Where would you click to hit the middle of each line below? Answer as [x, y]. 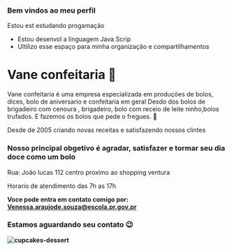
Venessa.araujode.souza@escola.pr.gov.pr [72, 207]
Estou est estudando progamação [56, 26]
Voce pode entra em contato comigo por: [68, 199]
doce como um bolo [41, 157]
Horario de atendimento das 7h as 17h [62, 186]
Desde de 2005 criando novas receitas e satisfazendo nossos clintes [107, 130]
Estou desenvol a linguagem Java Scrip [74, 39]
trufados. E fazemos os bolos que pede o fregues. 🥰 [82, 117]
